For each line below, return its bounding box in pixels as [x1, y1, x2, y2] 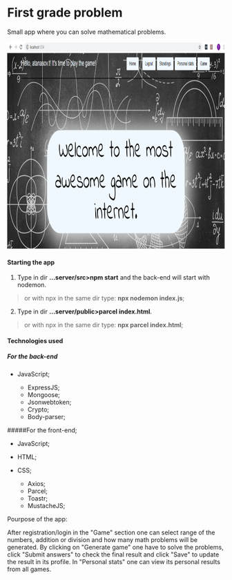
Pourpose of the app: [7, 514, 68, 523]
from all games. [7, 565, 52, 573]
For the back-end [7, 352, 58, 360]
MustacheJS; [27, 501, 66, 510]
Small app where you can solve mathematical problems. [7, 28, 166, 36]
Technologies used [7, 336, 64, 345]
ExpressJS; [27, 383, 60, 391]
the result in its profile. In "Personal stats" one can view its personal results [7, 557, 221, 565]
